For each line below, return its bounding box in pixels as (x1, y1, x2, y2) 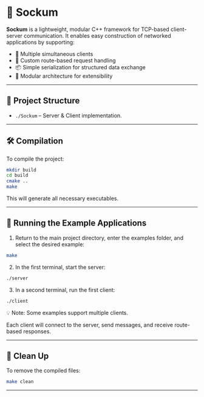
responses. (23, 328, 52, 335)
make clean (6, 379, 34, 385)
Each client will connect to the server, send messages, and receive (6, 321, 173, 328)
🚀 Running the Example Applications (6, 218, 147, 229)
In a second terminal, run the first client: (15, 286, 115, 294)
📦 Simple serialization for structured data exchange (15, 63, 146, 71)
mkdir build (6, 167, 36, 173)
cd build (6, 173, 29, 179)
